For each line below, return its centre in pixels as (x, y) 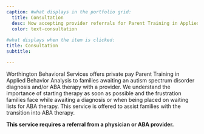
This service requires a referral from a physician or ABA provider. (90, 124)
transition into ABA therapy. (40, 112)
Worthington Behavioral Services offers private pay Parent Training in (93, 74)
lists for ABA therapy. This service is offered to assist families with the (93, 106)
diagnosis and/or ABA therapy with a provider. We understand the (89, 87)
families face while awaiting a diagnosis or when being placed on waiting (97, 99)
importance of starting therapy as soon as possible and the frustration (94, 93)
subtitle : (19, 52)
